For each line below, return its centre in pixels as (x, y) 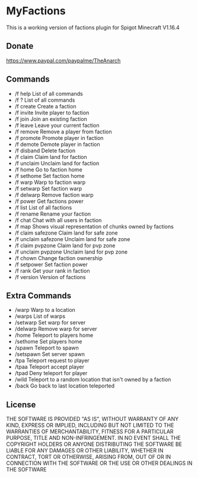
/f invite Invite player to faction (52, 113)
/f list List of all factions (43, 207)
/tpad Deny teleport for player (51, 373)
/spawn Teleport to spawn (47, 348)
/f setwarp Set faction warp (48, 188)
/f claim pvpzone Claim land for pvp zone (65, 245)
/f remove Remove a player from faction (63, 132)
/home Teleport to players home (54, 335)
